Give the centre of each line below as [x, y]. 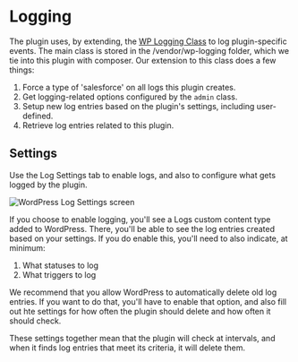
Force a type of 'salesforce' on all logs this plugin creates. [129, 87]
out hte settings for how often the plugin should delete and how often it [140, 311]
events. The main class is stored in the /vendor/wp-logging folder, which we [149, 50]
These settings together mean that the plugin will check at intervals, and [142, 338]
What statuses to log [60, 265]
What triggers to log [59, 274]
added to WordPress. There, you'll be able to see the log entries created [142, 228]
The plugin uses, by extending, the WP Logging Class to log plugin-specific [149, 41]
